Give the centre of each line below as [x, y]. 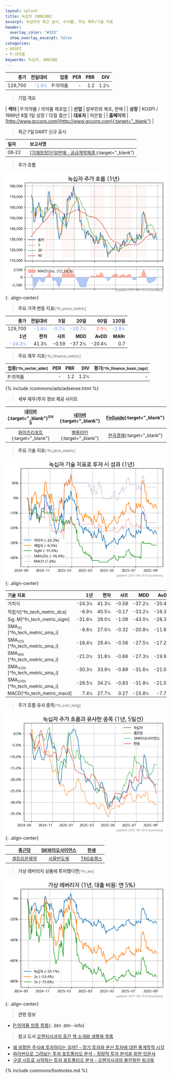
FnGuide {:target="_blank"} [135, 417]
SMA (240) [17, 680]
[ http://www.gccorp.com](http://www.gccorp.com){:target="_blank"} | [80, 121]
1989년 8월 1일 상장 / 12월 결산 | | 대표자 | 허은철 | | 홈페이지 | [67, 115]
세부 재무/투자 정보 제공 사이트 [48, 399]
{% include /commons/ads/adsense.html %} [52, 388]
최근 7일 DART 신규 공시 [42, 132]
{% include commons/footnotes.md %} [47, 1070]
